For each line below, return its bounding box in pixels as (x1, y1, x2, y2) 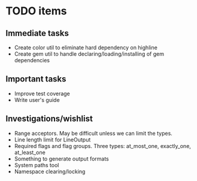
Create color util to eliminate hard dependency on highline (14, 44, 158, 51)
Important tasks (5, 74, 66, 85)
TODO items (5, 4, 67, 18)
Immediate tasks (5, 28, 69, 38)
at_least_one (14, 149, 46, 156)
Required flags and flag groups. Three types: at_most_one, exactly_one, (14, 142, 191, 149)
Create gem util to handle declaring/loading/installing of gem (14, 50, 164, 58)
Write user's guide (14, 96, 60, 103)
